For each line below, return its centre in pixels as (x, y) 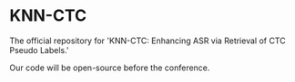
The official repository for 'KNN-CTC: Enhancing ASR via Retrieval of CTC (147, 41)
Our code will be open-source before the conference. (110, 68)
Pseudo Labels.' (40, 50)
